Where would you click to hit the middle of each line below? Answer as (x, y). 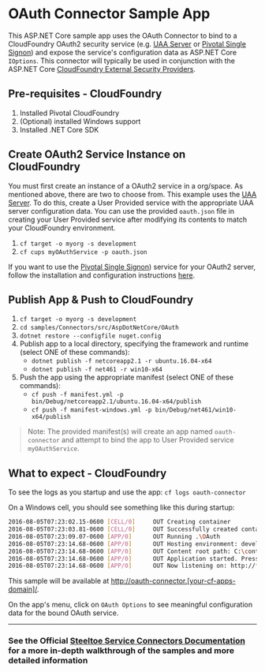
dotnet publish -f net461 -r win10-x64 (97, 370)
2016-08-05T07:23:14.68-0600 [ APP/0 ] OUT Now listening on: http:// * (134, 566)
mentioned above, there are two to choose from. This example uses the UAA (132, 194)
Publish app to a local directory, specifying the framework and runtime (134, 344)
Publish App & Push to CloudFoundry (101, 299)
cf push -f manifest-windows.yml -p (91, 410)
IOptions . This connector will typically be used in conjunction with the (121, 61)
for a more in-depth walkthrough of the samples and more (121, 651)
